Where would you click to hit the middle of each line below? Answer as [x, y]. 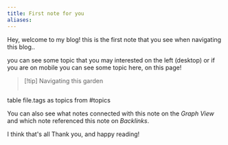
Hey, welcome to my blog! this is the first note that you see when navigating [114, 39]
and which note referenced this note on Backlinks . [78, 120]
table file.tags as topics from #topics [59, 100]
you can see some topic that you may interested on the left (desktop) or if [111, 60]
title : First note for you [46, 13]
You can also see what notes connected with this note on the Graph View [111, 113]
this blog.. [21, 47]
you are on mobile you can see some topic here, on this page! [94, 67]
